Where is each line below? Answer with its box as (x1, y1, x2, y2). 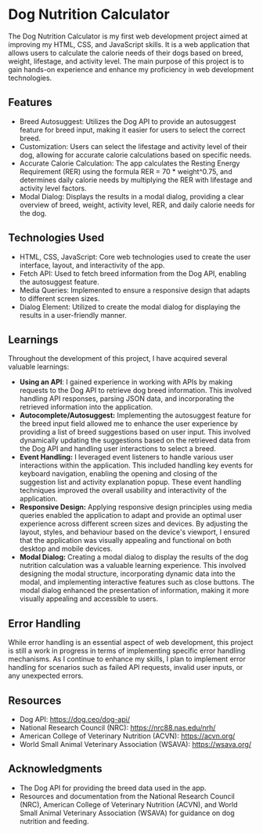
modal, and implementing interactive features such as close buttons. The (19, 577, 255, 587)
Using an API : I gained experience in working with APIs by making (19, 377, 233, 387)
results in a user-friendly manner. (19, 310, 127, 319)
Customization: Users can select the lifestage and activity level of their (19, 141, 247, 151)
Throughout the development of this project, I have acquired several (8, 354, 228, 363)
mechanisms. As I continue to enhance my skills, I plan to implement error (8, 654, 247, 664)
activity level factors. (19, 183, 88, 193)
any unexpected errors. (8, 671, 84, 680)
